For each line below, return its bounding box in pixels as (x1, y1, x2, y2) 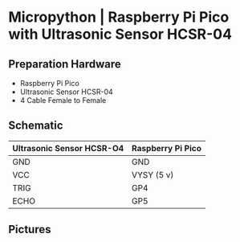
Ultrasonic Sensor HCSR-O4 (12, 142, 124, 154)
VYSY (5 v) (131, 169, 174, 180)
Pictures (8, 223, 51, 236)
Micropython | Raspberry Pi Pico (8, 8, 230, 27)
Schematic (8, 119, 63, 133)
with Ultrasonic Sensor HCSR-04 (8, 25, 233, 43)
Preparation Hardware (8, 57, 122, 71)
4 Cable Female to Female (19, 96, 107, 105)
